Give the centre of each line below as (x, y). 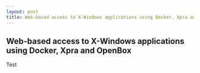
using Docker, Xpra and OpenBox (69, 50)
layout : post (22, 12)
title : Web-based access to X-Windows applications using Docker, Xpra (97, 17)
